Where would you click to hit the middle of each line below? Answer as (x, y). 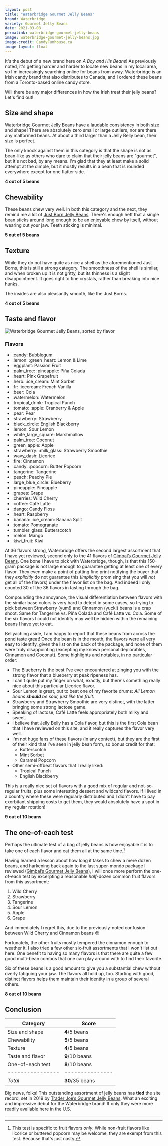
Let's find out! (19, 97)
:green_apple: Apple (33, 445)
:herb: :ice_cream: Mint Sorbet (43, 382)
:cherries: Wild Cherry (35, 498)
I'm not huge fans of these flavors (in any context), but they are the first (86, 739)
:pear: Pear (24, 413)
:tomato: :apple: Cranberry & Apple (48, 408)
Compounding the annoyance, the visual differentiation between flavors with (84, 597)
